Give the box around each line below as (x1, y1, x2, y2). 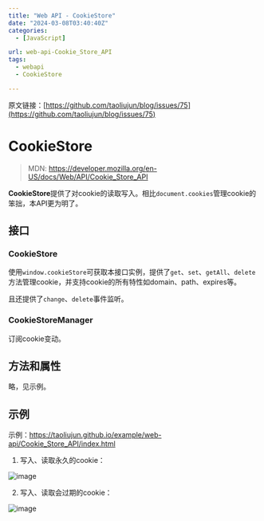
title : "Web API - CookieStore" (8, 11, 116, 20)
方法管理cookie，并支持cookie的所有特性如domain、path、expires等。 (8, 277, 242, 287)
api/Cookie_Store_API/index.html (8, 439, 116, 449)
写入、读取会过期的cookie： (19, 488, 112, 498)
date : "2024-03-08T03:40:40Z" (8, 19, 109, 27)
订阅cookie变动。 (8, 334, 66, 343)
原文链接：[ (8, 100, 46, 110)
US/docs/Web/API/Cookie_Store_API (27, 172, 148, 182)
